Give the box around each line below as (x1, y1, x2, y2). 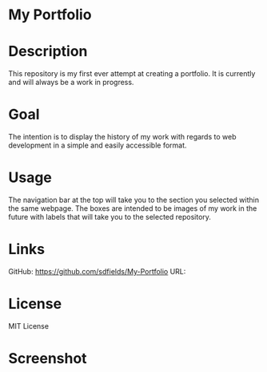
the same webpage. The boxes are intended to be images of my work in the (8, 204, 257, 213)
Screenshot (8, 350, 87, 368)
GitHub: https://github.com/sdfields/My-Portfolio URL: (8, 266, 186, 276)
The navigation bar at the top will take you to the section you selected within (8, 195, 260, 204)
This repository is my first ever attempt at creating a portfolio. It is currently (8, 69, 256, 79)
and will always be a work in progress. (8, 78, 134, 87)
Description (8, 42, 88, 61)
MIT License (8, 321, 50, 330)
